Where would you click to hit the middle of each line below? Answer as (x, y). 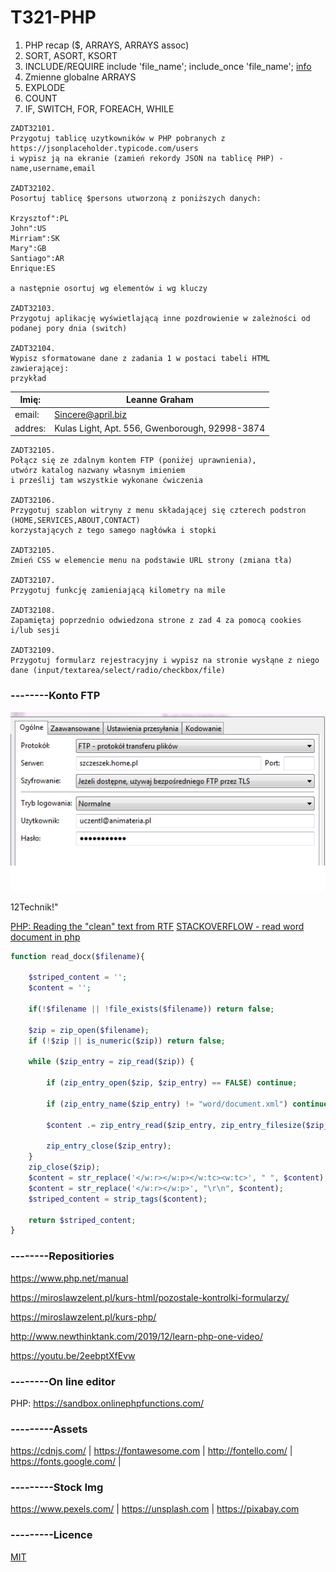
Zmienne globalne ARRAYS (80, 77)
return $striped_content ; (82, 1220)
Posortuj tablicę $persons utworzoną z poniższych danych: (136, 198)
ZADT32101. (33, 128)
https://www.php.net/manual (69, 1278)
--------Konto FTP (55, 696)
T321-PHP (53, 17)
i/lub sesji (35, 631)
